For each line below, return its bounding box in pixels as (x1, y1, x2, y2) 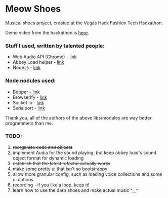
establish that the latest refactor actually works (12, 160, 111, 166)
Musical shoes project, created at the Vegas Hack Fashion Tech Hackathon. (5, 20, 163, 26)
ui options (12, 176, 34, 182)
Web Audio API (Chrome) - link (12, 54, 77, 60)
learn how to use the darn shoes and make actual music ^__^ (12, 187, 138, 193)
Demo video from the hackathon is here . (5, 29, 90, 35)
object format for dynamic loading (12, 155, 84, 161)
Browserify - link (12, 94, 48, 100)
